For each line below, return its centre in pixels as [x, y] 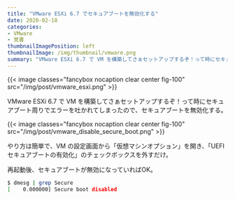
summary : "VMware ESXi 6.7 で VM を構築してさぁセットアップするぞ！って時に [111, 60]
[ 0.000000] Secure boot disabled [62, 189]
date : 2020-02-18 [33, 20]
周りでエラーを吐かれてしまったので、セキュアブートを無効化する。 [129, 110]
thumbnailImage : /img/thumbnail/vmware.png [72, 53]
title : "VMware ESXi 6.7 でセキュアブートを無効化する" [83, 14]
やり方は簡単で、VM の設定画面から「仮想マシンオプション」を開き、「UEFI [116, 146]
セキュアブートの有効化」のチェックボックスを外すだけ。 [90, 154]
